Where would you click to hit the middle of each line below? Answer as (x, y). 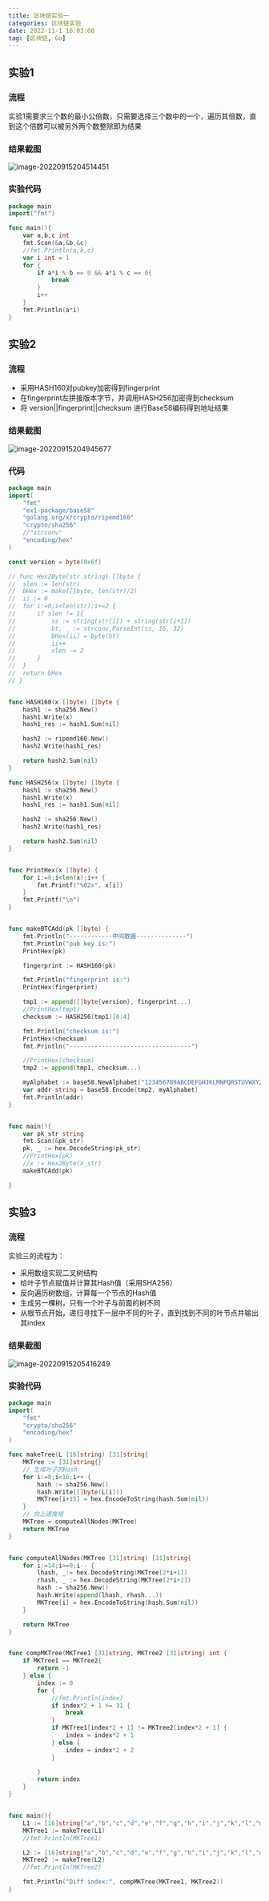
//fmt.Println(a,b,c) (58, 250)
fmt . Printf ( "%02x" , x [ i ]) (80, 885)
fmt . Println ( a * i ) (52, 310)
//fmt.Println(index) (87, 1698)
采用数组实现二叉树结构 (58, 1273)
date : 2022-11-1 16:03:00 (51, 30)
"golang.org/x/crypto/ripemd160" (78, 518)
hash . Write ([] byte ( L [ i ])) (80, 1492)
